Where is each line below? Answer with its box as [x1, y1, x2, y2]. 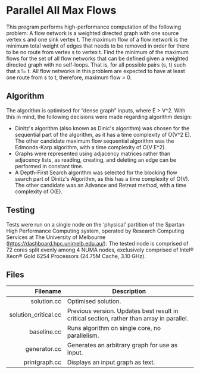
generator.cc [25, 345, 61, 353]
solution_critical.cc [9, 310, 61, 319]
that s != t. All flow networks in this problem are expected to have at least [6, 67, 186, 74]
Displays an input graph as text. [67, 358, 155, 366]
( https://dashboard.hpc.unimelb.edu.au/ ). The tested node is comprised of [6, 240, 189, 247]
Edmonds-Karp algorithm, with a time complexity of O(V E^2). [14, 143, 167, 150]
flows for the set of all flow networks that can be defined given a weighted [6, 55, 189, 62]
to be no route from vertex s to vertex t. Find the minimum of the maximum [6, 48, 189, 55]
